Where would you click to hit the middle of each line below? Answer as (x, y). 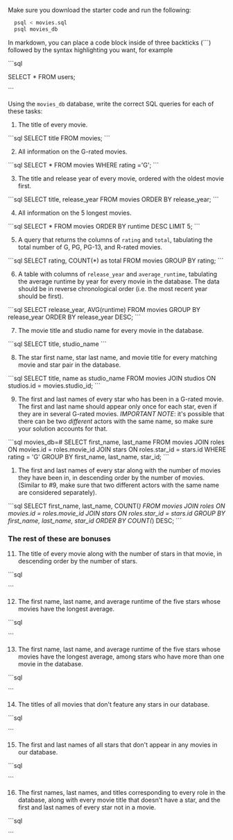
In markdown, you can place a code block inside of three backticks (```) (110, 42)
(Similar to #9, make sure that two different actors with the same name (118, 485)
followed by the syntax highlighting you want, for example (90, 50)
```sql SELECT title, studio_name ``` (57, 344)
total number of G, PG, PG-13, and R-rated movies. (90, 247)
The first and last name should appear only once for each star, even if (118, 406)
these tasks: (25, 111)
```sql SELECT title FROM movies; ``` (59, 138)
